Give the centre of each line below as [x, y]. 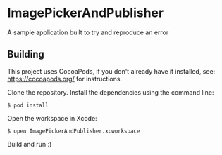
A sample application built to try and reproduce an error [88, 32]
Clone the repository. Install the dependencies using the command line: [111, 92]
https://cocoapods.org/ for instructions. [64, 79]
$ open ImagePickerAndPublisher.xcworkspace [74, 131]
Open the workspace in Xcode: [52, 118]
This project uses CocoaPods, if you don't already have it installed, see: [111, 71]
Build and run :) [30, 144]
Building [26, 54]
